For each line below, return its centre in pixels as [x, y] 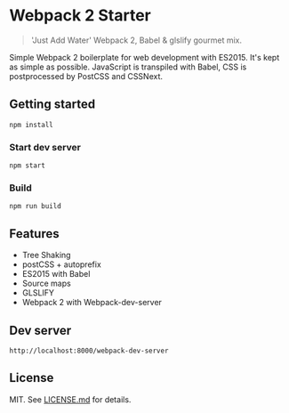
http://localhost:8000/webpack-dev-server [89, 351]
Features [34, 234]
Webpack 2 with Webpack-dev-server [92, 303]
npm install [31, 125]
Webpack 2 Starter [80, 16]
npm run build [36, 206]
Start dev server [45, 147]
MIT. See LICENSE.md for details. [70, 399]
